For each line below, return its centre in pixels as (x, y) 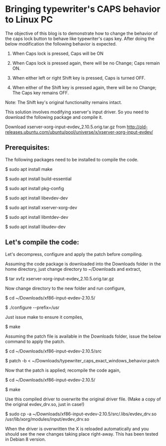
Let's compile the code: (42, 242)
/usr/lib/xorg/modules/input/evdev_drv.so (47, 419)
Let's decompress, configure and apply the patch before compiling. (74, 254)
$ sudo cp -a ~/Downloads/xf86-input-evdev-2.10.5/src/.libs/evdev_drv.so (81, 414)
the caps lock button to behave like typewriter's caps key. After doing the (80, 39)
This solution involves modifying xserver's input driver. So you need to (77, 112)
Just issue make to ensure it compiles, (44, 317)
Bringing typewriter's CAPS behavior (83, 9)
